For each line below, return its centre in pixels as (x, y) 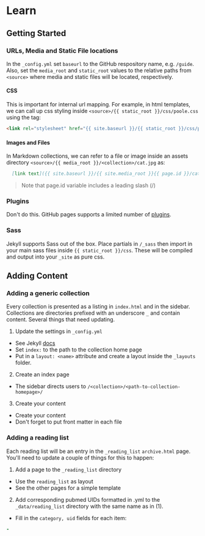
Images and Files (28, 142)
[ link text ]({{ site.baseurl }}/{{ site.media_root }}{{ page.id (97, 174)
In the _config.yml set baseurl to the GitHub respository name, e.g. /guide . (100, 64)
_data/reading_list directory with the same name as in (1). (89, 506)
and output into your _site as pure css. (56, 257)
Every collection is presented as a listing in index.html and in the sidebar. (98, 307)
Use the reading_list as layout (54, 481)
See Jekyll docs (35, 343)
